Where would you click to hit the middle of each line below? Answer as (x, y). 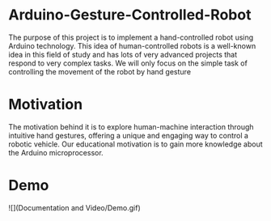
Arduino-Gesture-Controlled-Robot (130, 15)
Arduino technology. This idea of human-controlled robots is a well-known (132, 45)
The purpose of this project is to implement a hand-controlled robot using (131, 37)
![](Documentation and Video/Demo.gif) (74, 207)
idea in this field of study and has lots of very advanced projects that (123, 54)
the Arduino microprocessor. (56, 152)
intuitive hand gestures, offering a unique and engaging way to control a (129, 135)
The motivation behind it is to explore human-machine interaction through (131, 126)
